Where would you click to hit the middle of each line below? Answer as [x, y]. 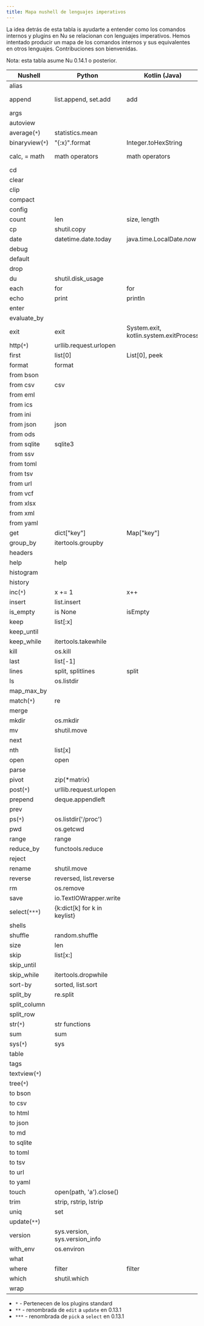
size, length [143, 219]
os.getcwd [70, 829]
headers [21, 552]
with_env [22, 1249]
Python [87, 75]
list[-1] [65, 661]
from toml [23, 463]
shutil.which [72, 1278]
